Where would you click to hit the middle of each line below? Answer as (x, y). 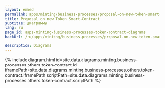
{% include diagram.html (30, 60)
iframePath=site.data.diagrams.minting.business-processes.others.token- (80, 70)
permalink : (16, 14)
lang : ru (14, 28)
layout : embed (20, 10)
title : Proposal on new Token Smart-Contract (52, 19)
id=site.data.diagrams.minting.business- (96, 60)
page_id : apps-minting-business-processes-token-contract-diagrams (76, 32)
